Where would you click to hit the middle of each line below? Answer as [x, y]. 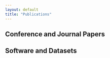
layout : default [22, 10]
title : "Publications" [28, 14]
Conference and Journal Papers [55, 34]
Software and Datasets [41, 51]
